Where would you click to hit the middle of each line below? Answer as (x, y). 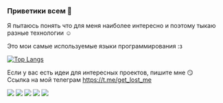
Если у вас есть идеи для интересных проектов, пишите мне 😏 (100, 73)
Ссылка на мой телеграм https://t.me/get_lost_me (80, 80)
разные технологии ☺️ (39, 33)
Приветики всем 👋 (39, 11)
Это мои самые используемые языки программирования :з (95, 46)
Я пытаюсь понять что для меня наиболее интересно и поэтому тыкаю (111, 26)
